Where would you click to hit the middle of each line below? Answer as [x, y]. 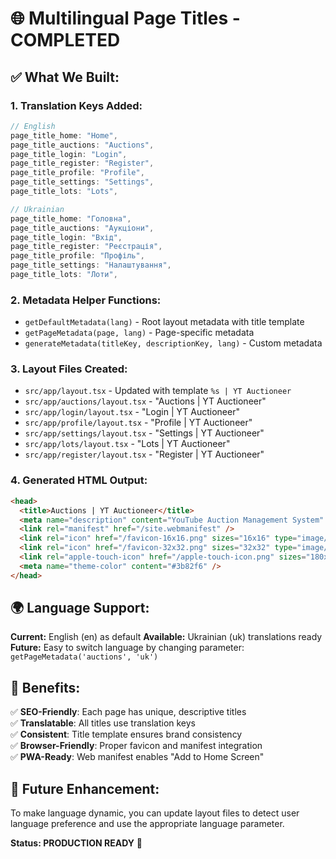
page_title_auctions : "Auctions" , [82, 145]
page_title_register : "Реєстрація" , [86, 247]
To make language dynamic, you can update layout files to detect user [155, 813]
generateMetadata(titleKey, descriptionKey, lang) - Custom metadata [173, 343]
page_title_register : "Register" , [82, 163]
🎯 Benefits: [45, 687]
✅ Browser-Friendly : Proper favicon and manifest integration [136, 746]
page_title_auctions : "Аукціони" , [82, 228]
